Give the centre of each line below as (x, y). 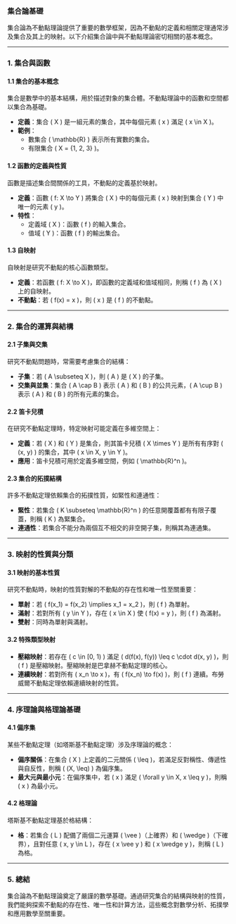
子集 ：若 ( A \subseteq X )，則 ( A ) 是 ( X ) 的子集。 (92, 376)
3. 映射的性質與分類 (40, 555)
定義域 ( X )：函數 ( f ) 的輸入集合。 (79, 224)
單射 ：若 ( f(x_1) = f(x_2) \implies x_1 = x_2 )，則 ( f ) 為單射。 (105, 605)
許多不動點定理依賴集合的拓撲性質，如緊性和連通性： (84, 495)
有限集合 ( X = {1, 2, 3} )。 (65, 148)
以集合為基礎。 (29, 107)
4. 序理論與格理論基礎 (44, 709)
